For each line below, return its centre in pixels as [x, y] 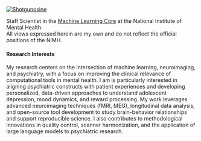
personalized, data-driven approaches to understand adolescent [87, 93]
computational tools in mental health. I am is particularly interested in [92, 80]
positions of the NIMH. [34, 40]
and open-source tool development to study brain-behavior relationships [97, 112]
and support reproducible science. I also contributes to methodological [94, 119]
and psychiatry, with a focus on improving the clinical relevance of [89, 74]
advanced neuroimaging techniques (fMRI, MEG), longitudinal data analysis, [101, 106]
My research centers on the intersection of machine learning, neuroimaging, [101, 67]
